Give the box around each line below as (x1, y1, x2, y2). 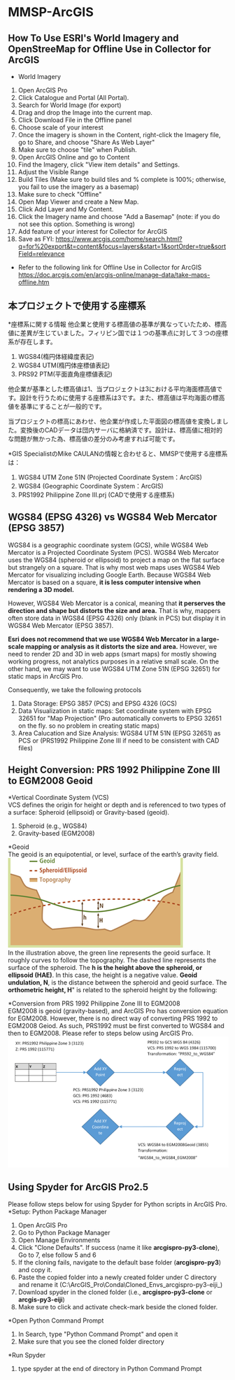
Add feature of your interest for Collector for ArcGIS (17, 227, 168, 235)
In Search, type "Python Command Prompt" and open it (17, 1330, 178, 1338)
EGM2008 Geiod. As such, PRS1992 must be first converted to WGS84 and (8, 1022, 225, 1030)
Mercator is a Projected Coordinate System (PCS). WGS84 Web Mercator (8, 548, 220, 556)
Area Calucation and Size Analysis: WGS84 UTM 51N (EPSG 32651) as (17, 728, 221, 737)
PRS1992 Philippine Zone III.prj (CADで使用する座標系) (17, 491, 175, 499)
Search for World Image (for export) (17, 101, 122, 109)
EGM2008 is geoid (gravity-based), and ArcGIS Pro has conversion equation (8, 1007, 228, 1015)
